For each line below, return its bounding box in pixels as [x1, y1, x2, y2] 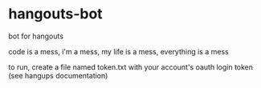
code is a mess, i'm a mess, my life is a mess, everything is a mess [8, 46, 229, 56]
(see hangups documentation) [8, 70, 108, 80]
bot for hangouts [8, 31, 64, 41]
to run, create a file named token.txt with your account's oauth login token [8, 62, 254, 72]
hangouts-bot [8, 5, 103, 23]
